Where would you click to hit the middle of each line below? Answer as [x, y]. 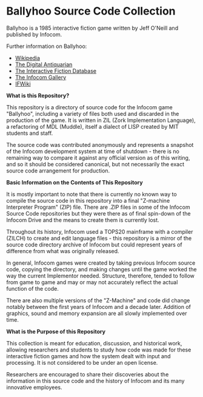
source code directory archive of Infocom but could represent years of [95, 245]
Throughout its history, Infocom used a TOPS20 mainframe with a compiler [100, 231]
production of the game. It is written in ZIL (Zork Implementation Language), [101, 120]
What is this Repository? [38, 95]
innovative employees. [34, 387]
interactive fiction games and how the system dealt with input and [88, 356]
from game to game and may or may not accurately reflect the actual [92, 282]
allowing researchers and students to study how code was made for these [99, 350]
